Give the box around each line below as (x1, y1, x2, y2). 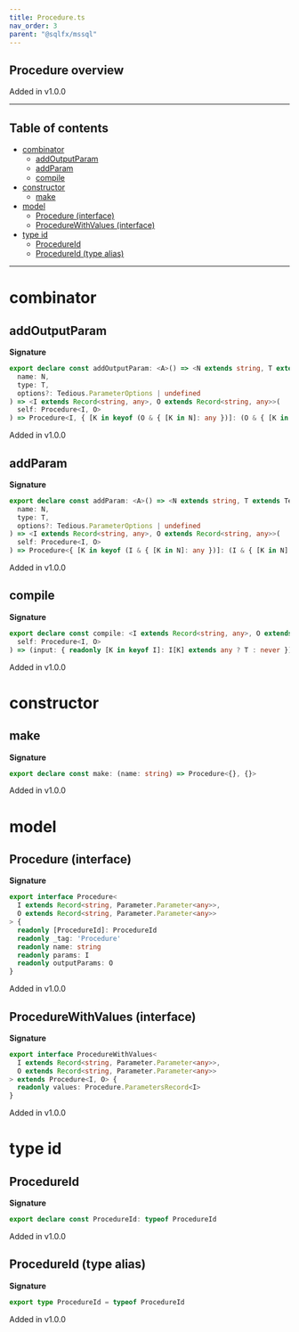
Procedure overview (9, 62, 125, 78)
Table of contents (9, 120, 109, 135)
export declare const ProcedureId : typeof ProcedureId (9, 1215, 217, 1224)
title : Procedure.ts (9, 12, 86, 22)
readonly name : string (17, 942, 101, 952)
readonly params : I (17, 951, 90, 960)
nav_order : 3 (9, 21, 58, 30)
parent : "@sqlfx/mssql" (9, 29, 98, 38)
